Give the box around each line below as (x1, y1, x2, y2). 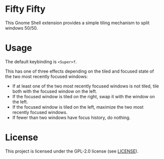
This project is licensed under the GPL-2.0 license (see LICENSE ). (5, 148, 139, 154)
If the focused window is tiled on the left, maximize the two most (12, 104, 144, 110)
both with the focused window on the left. (12, 88, 97, 94)
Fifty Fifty (5, 3, 46, 15)
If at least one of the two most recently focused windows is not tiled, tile (12, 83, 159, 89)
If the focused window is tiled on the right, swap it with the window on (12, 93, 155, 99)
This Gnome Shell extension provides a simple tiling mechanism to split (5, 20, 150, 26)
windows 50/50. (5, 25, 38, 31)
